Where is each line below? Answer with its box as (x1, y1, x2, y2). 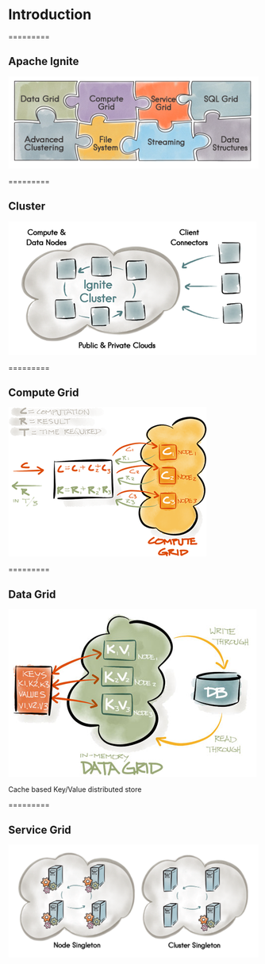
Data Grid (8, 587, 56, 601)
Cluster (8, 200, 46, 213)
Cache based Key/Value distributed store (8, 785, 142, 794)
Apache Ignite (8, 55, 79, 68)
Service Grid (8, 823, 71, 836)
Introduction (8, 6, 92, 24)
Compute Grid (8, 386, 79, 399)
